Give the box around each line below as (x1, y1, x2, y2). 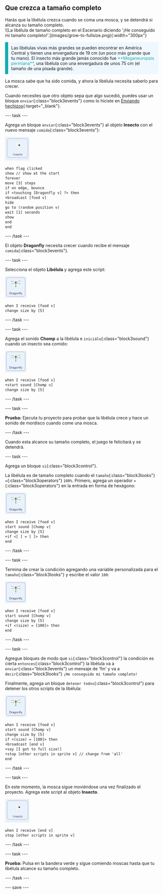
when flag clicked (5, 166, 42, 171)
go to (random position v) (5, 205, 60, 210)
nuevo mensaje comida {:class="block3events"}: (5, 127, 100, 133)
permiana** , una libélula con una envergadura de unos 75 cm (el (11, 60, 140, 66)
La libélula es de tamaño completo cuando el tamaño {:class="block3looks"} (5, 472, 156, 478)
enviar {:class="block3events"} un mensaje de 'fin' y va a (5, 666, 120, 671)
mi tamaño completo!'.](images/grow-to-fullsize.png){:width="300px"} (5, 32, 147, 38)
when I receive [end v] (5, 828, 54, 833)
